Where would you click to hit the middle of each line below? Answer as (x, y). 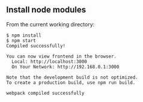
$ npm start (21, 40)
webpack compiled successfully (45, 93)
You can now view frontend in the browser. (62, 56)
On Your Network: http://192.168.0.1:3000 (65, 67)
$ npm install (24, 35)
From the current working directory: (50, 24)
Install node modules (46, 10)
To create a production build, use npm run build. (71, 82)
